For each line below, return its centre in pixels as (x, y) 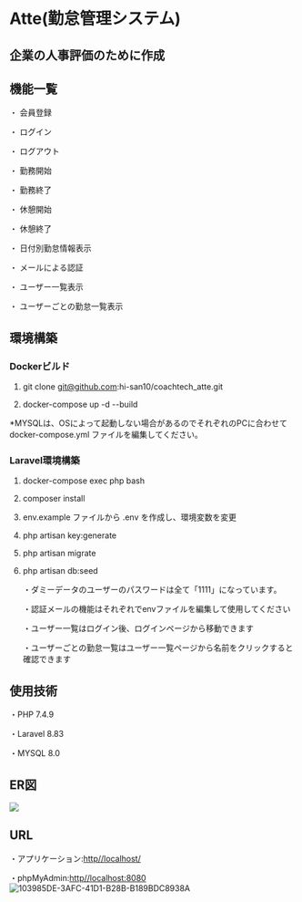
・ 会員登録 (30, 113)
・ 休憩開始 (30, 210)
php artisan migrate (59, 554)
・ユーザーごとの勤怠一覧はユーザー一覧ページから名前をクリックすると (158, 648)
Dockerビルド (40, 366)
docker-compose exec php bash (84, 481)
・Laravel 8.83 (37, 734)
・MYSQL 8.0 (35, 753)
